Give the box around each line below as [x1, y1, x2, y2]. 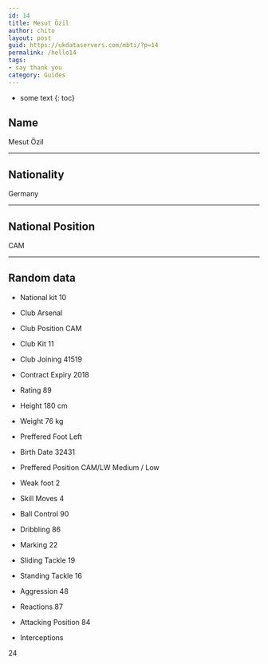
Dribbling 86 [19, 524, 61, 534]
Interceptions [19, 632, 64, 642]
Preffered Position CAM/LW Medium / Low [19, 462, 160, 472]
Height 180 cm [19, 401, 68, 410]
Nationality [8, 168, 65, 181]
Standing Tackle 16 [19, 571, 82, 580]
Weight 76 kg [19, 416, 64, 425]
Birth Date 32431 [19, 447, 76, 457]
